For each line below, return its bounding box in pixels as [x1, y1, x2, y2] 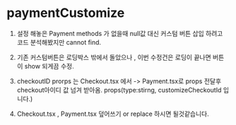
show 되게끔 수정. [24, 61, 75, 70]
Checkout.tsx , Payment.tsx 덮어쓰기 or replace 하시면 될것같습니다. [16, 109, 209, 118]
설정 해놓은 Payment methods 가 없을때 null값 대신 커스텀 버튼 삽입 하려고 [16, 29, 223, 37]
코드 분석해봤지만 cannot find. [16, 37, 102, 47]
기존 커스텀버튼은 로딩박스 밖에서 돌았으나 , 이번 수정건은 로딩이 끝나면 [16, 53, 211, 61]
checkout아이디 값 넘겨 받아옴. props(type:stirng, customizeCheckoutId [16, 85, 222, 94]
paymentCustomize [6, 5, 125, 21]
